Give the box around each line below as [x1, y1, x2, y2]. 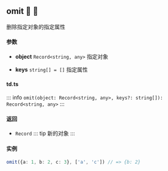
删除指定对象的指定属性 [6, 23, 65, 31]
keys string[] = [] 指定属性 [15, 66, 88, 73]
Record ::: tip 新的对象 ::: [15, 129, 75, 137]
